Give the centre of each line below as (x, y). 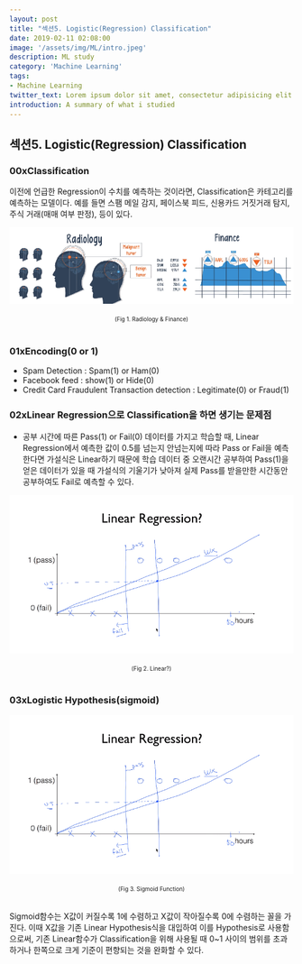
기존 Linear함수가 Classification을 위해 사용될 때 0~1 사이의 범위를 (153, 939)
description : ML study (52, 57)
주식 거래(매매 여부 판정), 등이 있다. (71, 214)
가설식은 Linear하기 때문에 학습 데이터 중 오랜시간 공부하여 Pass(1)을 (168, 459)
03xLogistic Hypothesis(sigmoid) (84, 701)
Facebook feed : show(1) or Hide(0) (88, 381)
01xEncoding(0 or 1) (54, 351)
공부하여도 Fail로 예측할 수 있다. (78, 482)
